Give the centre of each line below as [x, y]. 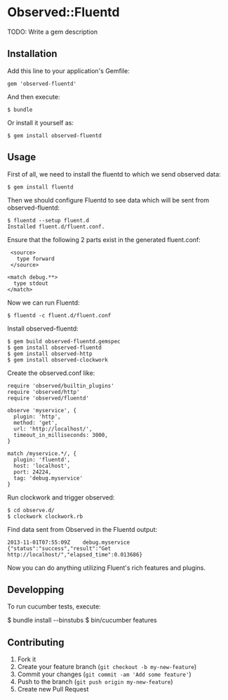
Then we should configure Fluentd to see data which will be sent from [108, 200]
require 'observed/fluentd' [48, 398]
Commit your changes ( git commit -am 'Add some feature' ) [104, 674]
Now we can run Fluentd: [43, 303]
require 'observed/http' [43, 392]
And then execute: [34, 96]
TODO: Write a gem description [53, 32]
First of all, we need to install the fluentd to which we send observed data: [114, 174]
